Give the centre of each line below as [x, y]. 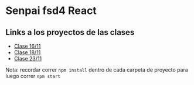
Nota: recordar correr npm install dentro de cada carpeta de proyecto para [97, 70]
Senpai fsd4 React [51, 11]
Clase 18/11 [27, 52]
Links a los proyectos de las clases [70, 32]
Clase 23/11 [28, 59]
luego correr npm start [33, 76]
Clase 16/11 [27, 46]
